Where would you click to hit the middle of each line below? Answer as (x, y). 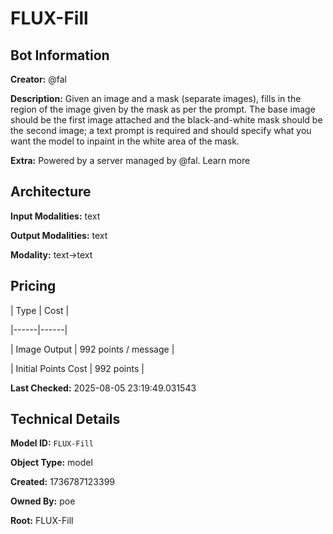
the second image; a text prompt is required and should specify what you (161, 130)
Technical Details (65, 419)
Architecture (51, 192)
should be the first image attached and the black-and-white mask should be (166, 120)
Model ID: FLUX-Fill (52, 443)
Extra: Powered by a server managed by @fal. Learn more (130, 160)
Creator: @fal (38, 79)
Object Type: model (51, 463)
